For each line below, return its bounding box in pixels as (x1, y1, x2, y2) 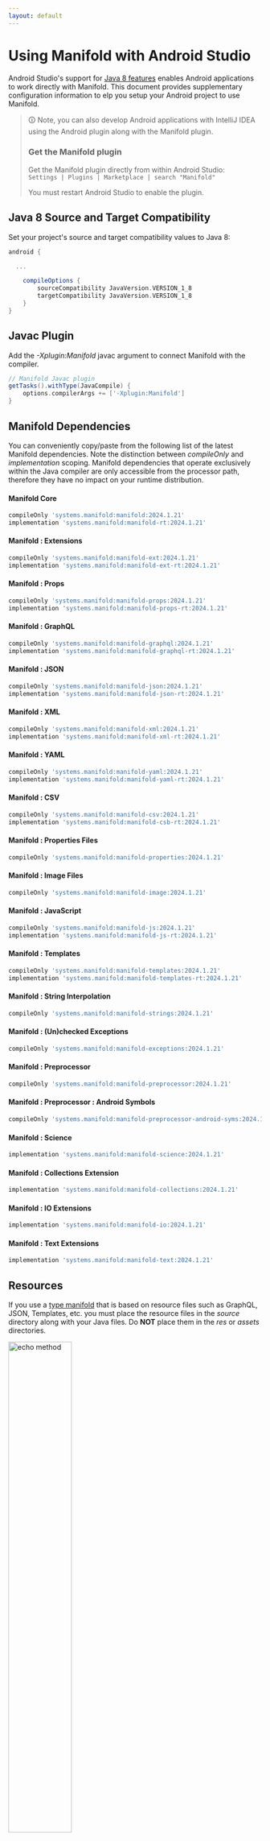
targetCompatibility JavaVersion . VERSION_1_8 (37, 292, 193, 300)
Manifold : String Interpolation (8, 991, 111, 1001)
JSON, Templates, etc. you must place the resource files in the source (8, 1309, 240, 1318)
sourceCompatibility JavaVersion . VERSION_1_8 (37, 284, 193, 292)
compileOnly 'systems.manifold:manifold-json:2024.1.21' (8, 682, 203, 690)
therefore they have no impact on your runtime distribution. (8, 474, 204, 484)
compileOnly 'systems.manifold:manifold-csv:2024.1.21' (8, 810, 199, 818)
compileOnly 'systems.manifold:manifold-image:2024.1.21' (8, 888, 207, 896)
